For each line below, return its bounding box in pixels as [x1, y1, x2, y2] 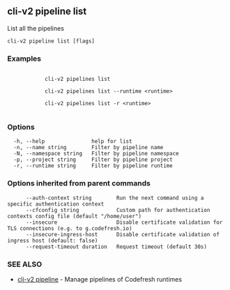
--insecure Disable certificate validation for [25, 219, 223, 226]
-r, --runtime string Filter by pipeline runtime [13, 162, 173, 169]
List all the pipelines [7, 24, 65, 32]
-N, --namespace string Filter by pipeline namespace [13, 150, 179, 158]
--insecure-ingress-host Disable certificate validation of [25, 231, 220, 238]
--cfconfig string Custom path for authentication [25, 206, 210, 213]
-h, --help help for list [13, 138, 132, 145]
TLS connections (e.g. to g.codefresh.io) [7, 224, 132, 232]
